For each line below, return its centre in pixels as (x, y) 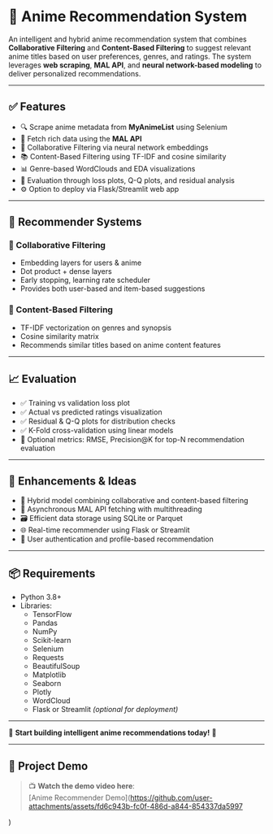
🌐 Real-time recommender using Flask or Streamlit (105, 530)
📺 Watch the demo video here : (82, 786)
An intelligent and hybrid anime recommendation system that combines (128, 39)
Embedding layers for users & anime (81, 263)
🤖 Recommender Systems (75, 222)
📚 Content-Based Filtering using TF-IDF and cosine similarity (123, 156)
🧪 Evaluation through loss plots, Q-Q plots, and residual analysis (128, 180)
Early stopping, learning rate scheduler (85, 280)
